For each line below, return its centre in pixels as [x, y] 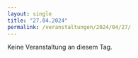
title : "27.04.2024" [38, 21]
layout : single [30, 14]
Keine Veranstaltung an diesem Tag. [60, 47]
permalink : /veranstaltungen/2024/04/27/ [69, 27]
